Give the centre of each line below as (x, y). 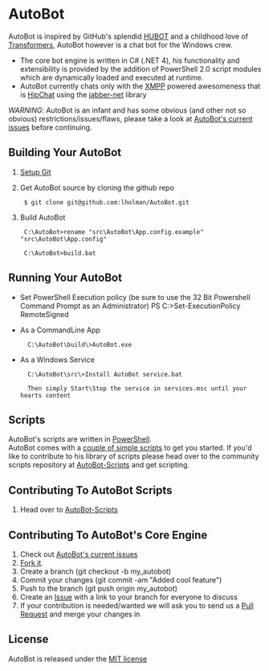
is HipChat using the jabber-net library (83, 94)
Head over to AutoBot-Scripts (69, 510)
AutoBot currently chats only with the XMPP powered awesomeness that (140, 86)
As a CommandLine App (60, 330)
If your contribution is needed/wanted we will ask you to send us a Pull (137, 605)
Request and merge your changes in (80, 614)
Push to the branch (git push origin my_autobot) (99, 589)
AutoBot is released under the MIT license (77, 659)
